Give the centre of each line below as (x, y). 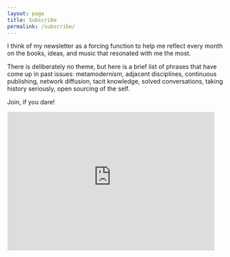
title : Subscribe (32, 20)
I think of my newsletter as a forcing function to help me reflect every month (115, 46)
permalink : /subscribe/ (41, 26)
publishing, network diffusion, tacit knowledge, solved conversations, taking (115, 82)
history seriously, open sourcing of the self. (69, 89)
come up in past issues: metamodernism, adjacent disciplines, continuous (112, 74)
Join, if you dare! (31, 102)
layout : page (26, 13)
